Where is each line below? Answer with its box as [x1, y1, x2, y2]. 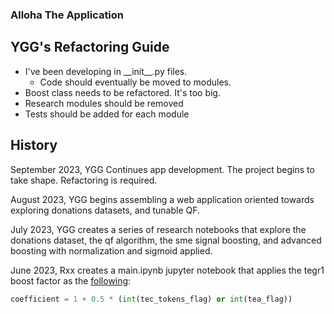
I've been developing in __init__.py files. [24, 65, 188, 77]
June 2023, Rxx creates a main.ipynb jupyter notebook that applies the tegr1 [10, 264, 325, 276]
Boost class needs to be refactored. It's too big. [24, 86, 221, 98]
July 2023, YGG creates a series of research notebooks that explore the [10, 223, 307, 235]
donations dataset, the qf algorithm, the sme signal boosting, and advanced [10, 234, 322, 246]
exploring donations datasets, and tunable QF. [10, 204, 201, 216]
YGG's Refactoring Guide [10, 39, 170, 56]
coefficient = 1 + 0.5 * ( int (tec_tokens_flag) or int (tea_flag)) [10, 294, 293, 304]
